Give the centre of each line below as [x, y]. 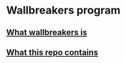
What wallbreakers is [47, 32]
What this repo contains [52, 52]
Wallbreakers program [63, 10]
